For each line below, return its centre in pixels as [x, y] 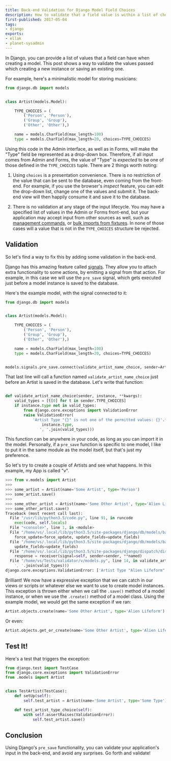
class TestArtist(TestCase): [36, 691]
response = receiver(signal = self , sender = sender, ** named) [78, 556]
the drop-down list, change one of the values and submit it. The [79, 191]
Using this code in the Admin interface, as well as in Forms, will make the [82, 149]
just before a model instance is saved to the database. [62, 283]
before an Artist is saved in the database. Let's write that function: [75, 382]
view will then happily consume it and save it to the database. [87, 197]
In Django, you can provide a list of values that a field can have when [78, 58]
